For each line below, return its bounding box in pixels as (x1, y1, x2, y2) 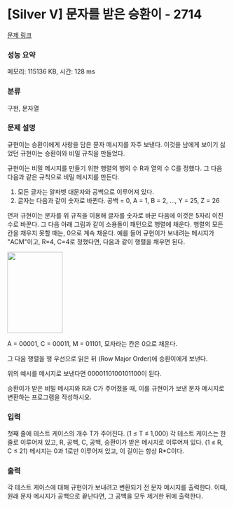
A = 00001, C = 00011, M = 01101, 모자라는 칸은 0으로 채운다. (7, 339, 177, 347)
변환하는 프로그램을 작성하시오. (7, 393, 92, 401)
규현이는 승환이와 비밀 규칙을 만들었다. (20, 148, 125, 158)
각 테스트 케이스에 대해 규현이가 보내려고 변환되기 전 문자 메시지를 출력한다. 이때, (7, 483, 228, 492)
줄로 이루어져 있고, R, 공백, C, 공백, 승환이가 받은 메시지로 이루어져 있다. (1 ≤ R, (7, 438, 223, 447)
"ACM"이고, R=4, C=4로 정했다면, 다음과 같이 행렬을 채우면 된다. (7, 237, 186, 246)
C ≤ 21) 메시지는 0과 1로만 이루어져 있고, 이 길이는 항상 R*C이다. (7, 447, 184, 455)
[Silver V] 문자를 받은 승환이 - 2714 (7, 6, 202, 22)
